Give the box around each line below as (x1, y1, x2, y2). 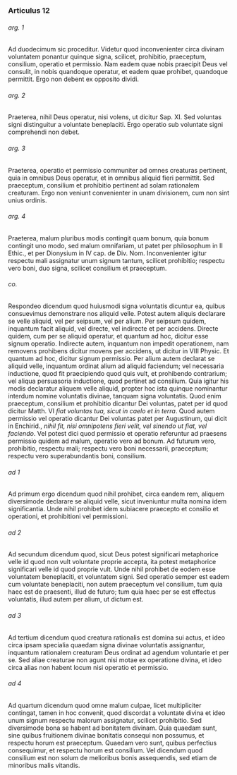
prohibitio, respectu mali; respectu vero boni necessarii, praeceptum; (8, 444, 209, 453)
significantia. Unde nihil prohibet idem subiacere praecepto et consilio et (8, 505, 219, 513)
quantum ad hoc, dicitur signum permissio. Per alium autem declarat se (8, 354, 215, 362)
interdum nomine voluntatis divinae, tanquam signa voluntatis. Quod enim (8, 391, 221, 400)
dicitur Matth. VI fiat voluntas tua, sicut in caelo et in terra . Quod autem (8, 406, 215, 415)
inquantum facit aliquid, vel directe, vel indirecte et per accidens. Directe (8, 324, 219, 333)
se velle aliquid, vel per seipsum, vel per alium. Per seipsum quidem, (8, 317, 207, 325)
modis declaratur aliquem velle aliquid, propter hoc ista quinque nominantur (8, 384, 228, 393)
